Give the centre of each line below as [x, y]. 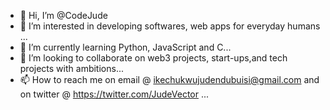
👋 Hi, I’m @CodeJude [63, 15]
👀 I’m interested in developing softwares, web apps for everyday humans [170, 26]
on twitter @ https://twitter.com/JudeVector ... [114, 94]
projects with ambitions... [71, 68]
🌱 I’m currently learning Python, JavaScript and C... [125, 47]
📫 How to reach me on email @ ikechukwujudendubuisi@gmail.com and [169, 79]
